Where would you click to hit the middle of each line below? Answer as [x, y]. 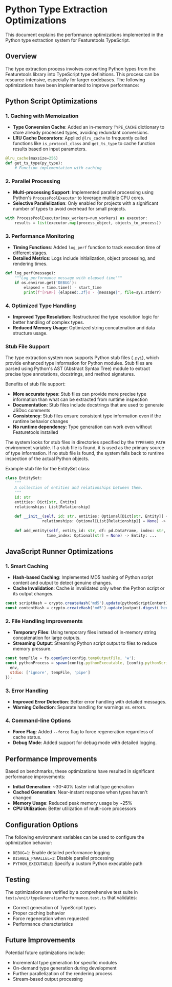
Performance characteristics [43, 924]
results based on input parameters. [50, 149]
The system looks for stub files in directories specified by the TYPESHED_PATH [85, 442]
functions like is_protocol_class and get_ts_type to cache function [84, 144]
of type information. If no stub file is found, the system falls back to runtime [85, 453]
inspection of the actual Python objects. [47, 459]
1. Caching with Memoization [42, 116]
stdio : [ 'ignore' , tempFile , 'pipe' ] [50, 673]
